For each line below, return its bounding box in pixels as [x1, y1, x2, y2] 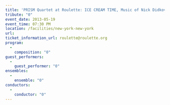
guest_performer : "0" [14, 64, 60, 69]
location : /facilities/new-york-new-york [5, 26, 94, 31]
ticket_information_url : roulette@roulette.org [5, 36, 108, 41]
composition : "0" [14, 49, 51, 55]
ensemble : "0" [14, 78, 44, 83]
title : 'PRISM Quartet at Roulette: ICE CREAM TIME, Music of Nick [5, 7, 151, 13]
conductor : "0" [14, 92, 47, 97]
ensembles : [5, 69, 28, 74]
